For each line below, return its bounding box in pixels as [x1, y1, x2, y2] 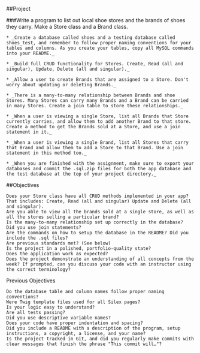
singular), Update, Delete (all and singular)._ [6, 66, 130, 72]
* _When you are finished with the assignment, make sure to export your [6, 161, 195, 167]
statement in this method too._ [6, 150, 87, 156]
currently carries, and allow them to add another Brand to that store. [6, 119, 192, 125]
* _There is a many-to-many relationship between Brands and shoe [6, 92, 175, 98]
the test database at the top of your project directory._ [6, 171, 157, 177]
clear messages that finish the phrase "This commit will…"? [6, 341, 162, 347]
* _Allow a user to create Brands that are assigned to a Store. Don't [6, 77, 189, 83]
